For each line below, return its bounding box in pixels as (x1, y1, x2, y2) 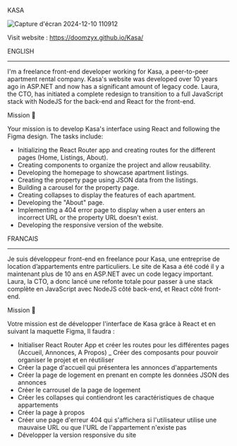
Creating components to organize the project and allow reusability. (17, 161, 212, 169)
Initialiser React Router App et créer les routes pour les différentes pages (17, 341, 229, 349)
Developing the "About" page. (17, 198, 104, 207)
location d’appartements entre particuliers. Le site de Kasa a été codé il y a (7, 263, 224, 270)
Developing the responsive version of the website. (17, 221, 164, 229)
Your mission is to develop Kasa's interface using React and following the (7, 125, 221, 133)
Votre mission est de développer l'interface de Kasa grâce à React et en (7, 320, 217, 327)
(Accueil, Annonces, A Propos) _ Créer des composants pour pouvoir (17, 349, 219, 356)
